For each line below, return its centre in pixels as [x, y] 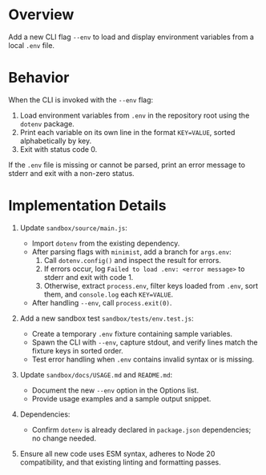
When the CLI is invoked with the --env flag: [81, 100]
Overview [41, 15]
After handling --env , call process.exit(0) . [102, 302]
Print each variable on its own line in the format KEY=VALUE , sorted [127, 132]
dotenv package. [47, 124]
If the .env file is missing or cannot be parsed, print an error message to [127, 165]
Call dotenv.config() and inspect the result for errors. [133, 260]
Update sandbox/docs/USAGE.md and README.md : [96, 374]
